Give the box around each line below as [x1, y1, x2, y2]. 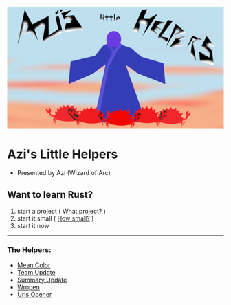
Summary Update [16, 275, 67, 284]
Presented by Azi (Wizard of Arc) [16, 169, 111, 177]
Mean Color [16, 261, 51, 269]
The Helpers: [7, 245, 52, 255]
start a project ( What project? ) [16, 207, 107, 216]
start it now [16, 222, 49, 230]
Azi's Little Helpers [7, 146, 118, 161]
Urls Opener [16, 290, 52, 298]
